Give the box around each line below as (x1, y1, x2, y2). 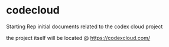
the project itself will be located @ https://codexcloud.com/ (6, 34, 151, 41)
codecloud (6, 4, 60, 17)
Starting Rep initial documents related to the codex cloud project (6, 23, 163, 30)
